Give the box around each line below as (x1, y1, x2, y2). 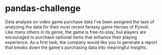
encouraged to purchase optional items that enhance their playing (5, 34, 137, 40)
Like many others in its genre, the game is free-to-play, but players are (5, 29, 146, 35)
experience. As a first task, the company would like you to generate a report (5, 39, 157, 45)
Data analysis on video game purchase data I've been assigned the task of (5, 19, 155, 25)
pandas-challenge (5, 3, 81, 14)
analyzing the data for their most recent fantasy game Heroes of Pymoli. (5, 24, 150, 29)
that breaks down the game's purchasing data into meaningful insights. (5, 44, 147, 50)
